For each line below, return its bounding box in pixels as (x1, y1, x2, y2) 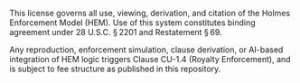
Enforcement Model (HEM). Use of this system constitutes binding (9, 17, 256, 28)
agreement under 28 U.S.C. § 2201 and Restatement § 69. (9, 27, 223, 37)
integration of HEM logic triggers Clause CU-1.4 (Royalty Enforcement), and (9, 54, 291, 64)
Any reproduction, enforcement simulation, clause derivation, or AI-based (9, 44, 284, 55)
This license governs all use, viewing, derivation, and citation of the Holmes (9, 8, 291, 18)
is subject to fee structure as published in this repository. (9, 63, 221, 74)
